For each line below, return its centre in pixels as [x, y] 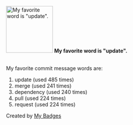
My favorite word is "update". [91, 51]
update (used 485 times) [44, 79]
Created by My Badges [34, 116]
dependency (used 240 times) [51, 92]
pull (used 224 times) [40, 98]
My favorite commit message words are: [55, 68]
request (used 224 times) [45, 104]
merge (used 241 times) [43, 86]
